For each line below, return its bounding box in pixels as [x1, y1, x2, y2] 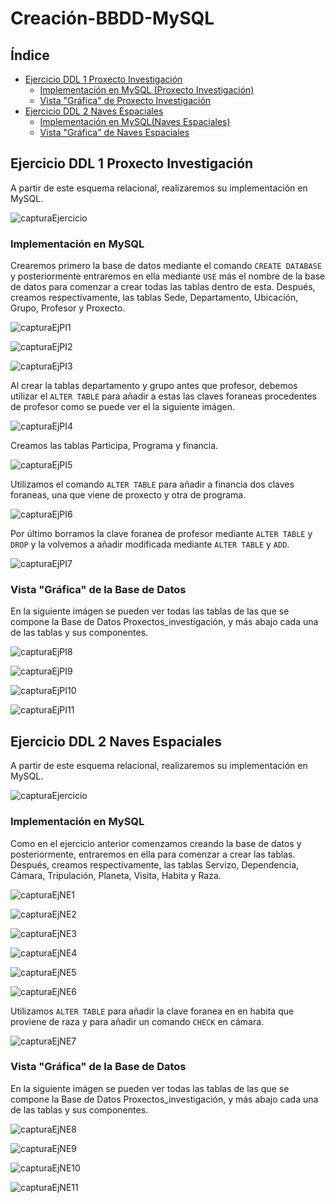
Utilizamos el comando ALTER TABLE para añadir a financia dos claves [10, 478, 295, 491]
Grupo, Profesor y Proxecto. [10, 302, 126, 314]
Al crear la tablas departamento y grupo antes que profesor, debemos [10, 380, 298, 392]
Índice [10, 47, 50, 64]
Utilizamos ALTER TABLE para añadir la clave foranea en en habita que [10, 1005, 295, 1017]
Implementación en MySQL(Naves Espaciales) [39, 116, 231, 127]
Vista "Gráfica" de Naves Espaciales [39, 127, 190, 138]
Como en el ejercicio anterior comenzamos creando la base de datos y [10, 837, 302, 849]
